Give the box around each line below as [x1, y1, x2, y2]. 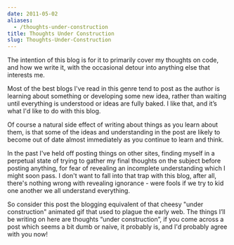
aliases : [7, 17, 33, 24]
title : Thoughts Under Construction [7, 30, 115, 37]
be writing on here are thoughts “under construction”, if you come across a [7, 215, 224, 224]
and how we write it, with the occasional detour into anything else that [7, 63, 211, 72]
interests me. [7, 71, 46, 80]
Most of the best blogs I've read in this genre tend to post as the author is [7, 84, 220, 93]
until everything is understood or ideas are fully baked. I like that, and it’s [7, 99, 218, 108]
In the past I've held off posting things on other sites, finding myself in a [7, 149, 216, 158]
